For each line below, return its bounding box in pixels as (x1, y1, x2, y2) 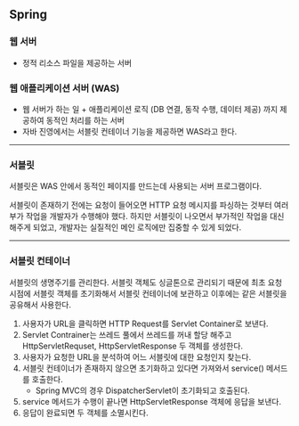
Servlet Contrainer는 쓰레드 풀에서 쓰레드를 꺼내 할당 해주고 (21, 329, 232, 340)
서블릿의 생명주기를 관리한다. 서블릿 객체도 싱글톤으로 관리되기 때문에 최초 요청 (9, 276, 283, 288)
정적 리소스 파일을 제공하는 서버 (21, 57, 132, 68)
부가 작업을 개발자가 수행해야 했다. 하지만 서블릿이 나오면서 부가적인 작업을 (9, 211, 269, 222)
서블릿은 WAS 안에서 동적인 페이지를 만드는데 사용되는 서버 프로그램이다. (9, 181, 263, 192)
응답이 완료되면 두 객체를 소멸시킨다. (21, 407, 149, 418)
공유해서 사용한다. (9, 299, 72, 310)
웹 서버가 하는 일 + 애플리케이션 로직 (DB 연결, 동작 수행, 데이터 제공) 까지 (21, 103, 279, 114)
